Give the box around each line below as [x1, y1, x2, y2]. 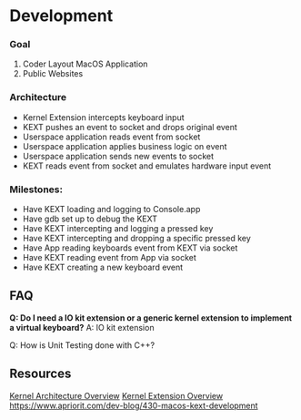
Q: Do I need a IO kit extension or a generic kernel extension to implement [9, 312, 293, 323]
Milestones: [9, 183, 64, 196]
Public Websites [22, 68, 84, 79]
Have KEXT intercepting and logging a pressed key [22, 223, 214, 234]
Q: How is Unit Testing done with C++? [9, 339, 156, 351]
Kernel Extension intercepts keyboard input [22, 111, 185, 123]
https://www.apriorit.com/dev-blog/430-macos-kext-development [9, 400, 258, 411]
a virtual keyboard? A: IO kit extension [9, 322, 155, 333]
